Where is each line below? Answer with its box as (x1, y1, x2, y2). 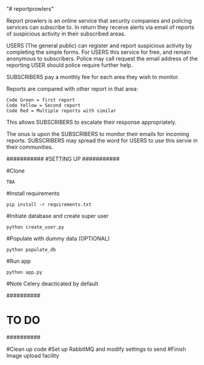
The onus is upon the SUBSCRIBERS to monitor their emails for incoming (6, 130, 189, 137)
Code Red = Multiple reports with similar (6, 108, 116, 114)
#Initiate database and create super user (6, 213, 109, 219)
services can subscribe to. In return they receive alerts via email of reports (6, 24, 195, 31)
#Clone (6, 167, 25, 174)
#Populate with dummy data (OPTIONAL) (6, 235, 110, 242)
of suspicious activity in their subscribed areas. (6, 30, 126, 37)
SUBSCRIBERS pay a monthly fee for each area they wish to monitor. (6, 73, 179, 80)
